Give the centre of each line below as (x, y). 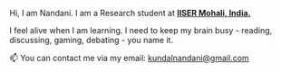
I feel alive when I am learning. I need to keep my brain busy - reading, (141, 30)
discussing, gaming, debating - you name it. (92, 40)
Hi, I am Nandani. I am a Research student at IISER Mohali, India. (130, 13)
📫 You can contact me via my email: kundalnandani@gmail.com (129, 58)
